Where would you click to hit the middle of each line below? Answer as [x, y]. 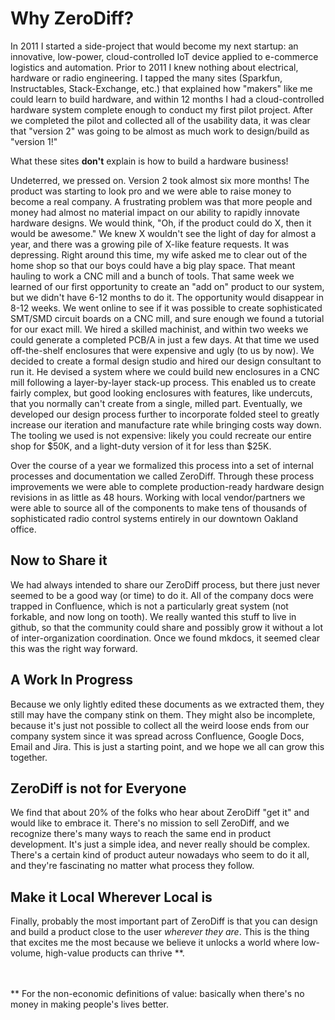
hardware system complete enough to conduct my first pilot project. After [161, 109]
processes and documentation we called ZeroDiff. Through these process [162, 476]
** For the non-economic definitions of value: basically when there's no [157, 994]
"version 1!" [34, 141]
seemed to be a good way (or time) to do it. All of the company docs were [162, 595]
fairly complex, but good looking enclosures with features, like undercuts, [161, 393]
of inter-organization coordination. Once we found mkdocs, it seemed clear [165, 638]
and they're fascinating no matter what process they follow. [132, 866]
